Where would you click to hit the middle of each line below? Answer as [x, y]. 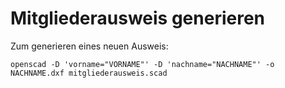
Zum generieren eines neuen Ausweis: [89, 46]
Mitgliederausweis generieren [138, 18]
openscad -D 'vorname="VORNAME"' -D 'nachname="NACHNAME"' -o [142, 64]
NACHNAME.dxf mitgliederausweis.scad [89, 73]
